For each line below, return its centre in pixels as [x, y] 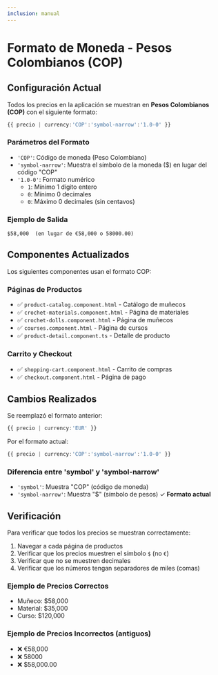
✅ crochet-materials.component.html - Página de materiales [103, 313]
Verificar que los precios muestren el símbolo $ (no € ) [93, 553]
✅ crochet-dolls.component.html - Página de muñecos [95, 320]
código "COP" [37, 172]
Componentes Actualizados [68, 255]
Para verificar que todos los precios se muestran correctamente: [99, 533]
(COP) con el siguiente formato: [52, 112]
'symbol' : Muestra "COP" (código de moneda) [83, 487]
